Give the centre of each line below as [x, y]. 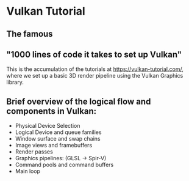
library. [15, 82]
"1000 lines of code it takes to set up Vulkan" [94, 54]
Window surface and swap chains [58, 139]
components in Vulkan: [52, 111]
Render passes [34, 152]
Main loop [28, 171]
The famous [30, 34]
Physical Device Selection [48, 126]
